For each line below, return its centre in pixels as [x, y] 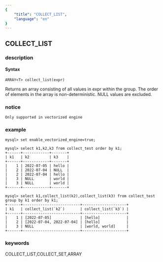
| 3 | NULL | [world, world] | [67, 226]
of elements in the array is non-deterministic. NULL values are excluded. [79, 94]
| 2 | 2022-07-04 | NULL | [37, 170]
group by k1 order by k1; [32, 201]
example [16, 130]
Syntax [13, 69]
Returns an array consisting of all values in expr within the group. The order [82, 89]
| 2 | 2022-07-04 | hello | [37, 175]
